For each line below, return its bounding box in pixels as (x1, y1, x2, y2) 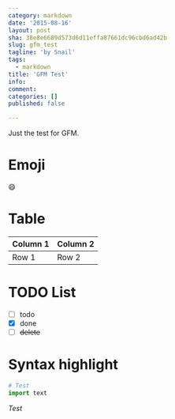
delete (19, 327, 41, 337)
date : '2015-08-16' (8, 19, 73, 27)
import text (8, 389, 47, 397)
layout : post (8, 26, 51, 34)
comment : (8, 85, 37, 93)
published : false (8, 100, 65, 108)
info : (8, 77, 26, 85)
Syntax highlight (8, 356, 118, 374)
